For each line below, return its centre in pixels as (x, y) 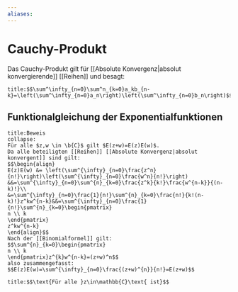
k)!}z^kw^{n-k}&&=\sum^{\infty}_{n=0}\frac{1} (77, 202)
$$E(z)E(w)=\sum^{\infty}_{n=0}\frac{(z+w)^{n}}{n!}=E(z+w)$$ (101, 270)
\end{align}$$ (28, 232)
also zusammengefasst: (41, 264)
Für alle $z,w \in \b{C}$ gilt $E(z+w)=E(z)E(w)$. (84, 146)
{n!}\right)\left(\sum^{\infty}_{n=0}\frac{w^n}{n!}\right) (98, 177)
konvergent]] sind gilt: (44, 158)
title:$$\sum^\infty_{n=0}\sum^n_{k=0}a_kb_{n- (79, 89)
